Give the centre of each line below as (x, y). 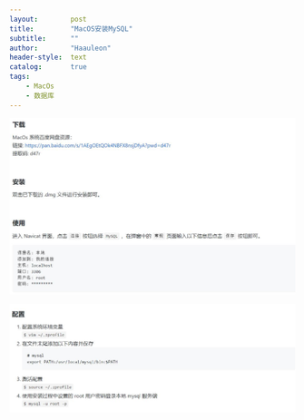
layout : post (49, 19)
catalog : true (49, 67)
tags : (20, 77)
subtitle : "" (44, 38)
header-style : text (49, 58)
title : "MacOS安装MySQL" (71, 29)
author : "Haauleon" (60, 48)
